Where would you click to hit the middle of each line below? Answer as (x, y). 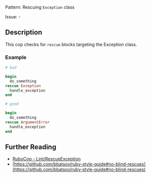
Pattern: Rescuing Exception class (40, 7)
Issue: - (13, 17)
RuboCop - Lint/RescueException (46, 159)
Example (16, 57)
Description (24, 33)
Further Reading (31, 147)
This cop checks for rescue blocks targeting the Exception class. (71, 44)
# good (12, 104)
